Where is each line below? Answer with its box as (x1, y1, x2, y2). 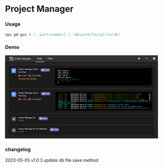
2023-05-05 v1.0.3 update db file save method (5, 157, 98, 163)
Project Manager (5, 3, 74, 15)
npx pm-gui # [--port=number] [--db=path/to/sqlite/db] (5, 33, 120, 37)
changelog (5, 146, 31, 153)
